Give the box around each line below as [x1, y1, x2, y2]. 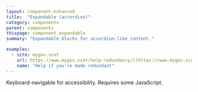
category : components [6, 19, 60, 25]
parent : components [6, 25, 54, 31]
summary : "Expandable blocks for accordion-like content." [6, 36, 154, 42]
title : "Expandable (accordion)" [6, 14, 91, 20]
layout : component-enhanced [6, 8, 75, 15]
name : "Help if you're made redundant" [16, 63, 115, 69]
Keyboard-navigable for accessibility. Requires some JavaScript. [6, 79, 163, 86]
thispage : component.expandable [6, 30, 85, 36]
